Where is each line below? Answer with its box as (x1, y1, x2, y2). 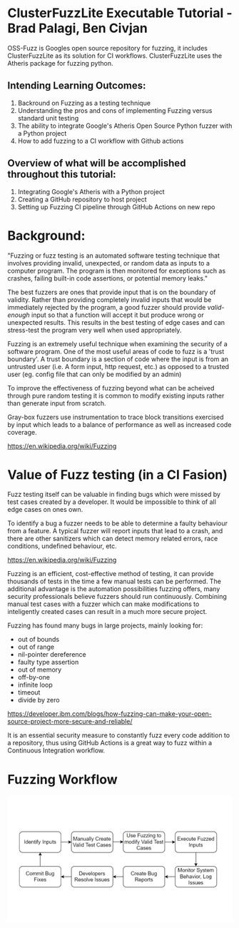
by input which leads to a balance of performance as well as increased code (7, 420, 232, 429)
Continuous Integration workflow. (7, 746, 106, 755)
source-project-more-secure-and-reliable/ (7, 717, 133, 726)
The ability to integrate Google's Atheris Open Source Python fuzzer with (17, 121, 233, 130)
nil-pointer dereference (17, 650, 87, 659)
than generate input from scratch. (7, 398, 106, 408)
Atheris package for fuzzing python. (7, 59, 113, 67)
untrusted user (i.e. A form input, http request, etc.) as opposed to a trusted (7, 362, 230, 370)
